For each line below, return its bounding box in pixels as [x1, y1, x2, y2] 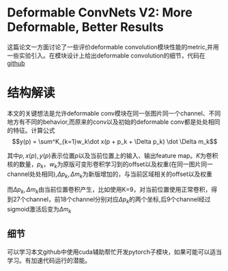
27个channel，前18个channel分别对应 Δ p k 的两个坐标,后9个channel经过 [12, 195, 211, 205]
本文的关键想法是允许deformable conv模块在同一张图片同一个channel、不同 [7, 109, 221, 117]
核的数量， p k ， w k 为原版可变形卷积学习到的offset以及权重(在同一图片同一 [7, 159, 214, 170]
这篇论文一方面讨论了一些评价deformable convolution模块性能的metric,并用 [7, 42, 220, 51]
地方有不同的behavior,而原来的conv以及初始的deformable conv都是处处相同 [7, 118, 220, 126]
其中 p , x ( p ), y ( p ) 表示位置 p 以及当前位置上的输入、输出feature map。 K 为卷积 [7, 151, 218, 159]
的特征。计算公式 [7, 126, 55, 134]
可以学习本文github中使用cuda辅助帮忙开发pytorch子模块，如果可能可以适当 [7, 248, 222, 256]
